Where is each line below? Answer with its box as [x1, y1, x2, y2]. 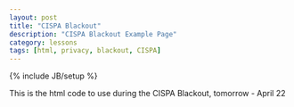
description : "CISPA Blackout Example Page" [9, 29, 177, 38]
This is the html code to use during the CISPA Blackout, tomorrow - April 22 [9, 88, 287, 99]
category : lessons [9, 37, 78, 47]
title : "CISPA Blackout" [9, 21, 102, 30]
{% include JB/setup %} [9, 70, 98, 81]
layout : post [9, 12, 58, 22]
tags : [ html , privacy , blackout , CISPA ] [9, 46, 162, 55]
